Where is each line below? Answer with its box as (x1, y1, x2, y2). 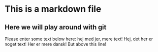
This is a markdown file (4, 3, 101, 15)
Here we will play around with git (4, 23, 107, 31)
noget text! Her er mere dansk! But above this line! (4, 41, 107, 47)
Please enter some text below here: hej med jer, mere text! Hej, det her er (4, 36, 153, 42)
